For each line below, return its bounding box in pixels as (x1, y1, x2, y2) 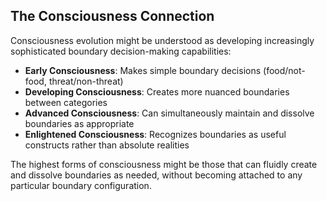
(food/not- (263, 64, 306, 76)
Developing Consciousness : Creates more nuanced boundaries (24, 85, 290, 98)
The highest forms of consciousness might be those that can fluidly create (10, 158, 318, 170)
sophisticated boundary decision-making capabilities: (10, 45, 232, 57)
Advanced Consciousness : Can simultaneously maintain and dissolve (24, 107, 315, 119)
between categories (24, 96, 108, 108)
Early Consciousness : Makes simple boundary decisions (24, 64, 262, 76)
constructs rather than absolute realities (24, 139, 190, 151)
